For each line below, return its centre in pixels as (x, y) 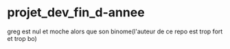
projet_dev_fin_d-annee (76, 13)
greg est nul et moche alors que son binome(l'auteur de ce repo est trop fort (115, 31)
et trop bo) (22, 38)
